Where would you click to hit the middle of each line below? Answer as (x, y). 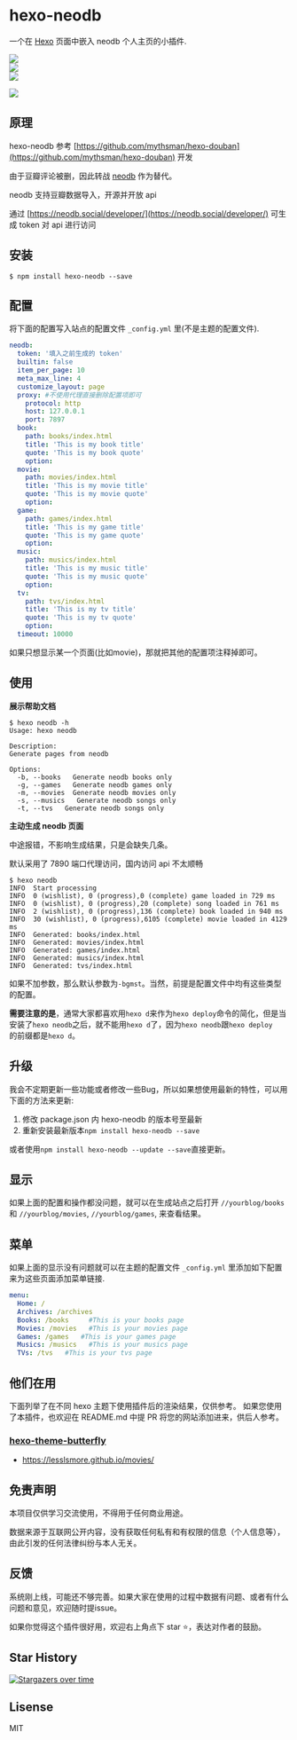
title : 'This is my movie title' (87, 486)
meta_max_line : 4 (49, 378)
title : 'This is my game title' (85, 527)
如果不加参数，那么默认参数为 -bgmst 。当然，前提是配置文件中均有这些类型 (145, 983)
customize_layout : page (61, 387)
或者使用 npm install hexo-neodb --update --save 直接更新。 (120, 1149)
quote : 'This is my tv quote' (81, 618)
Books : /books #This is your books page (101, 1320)
